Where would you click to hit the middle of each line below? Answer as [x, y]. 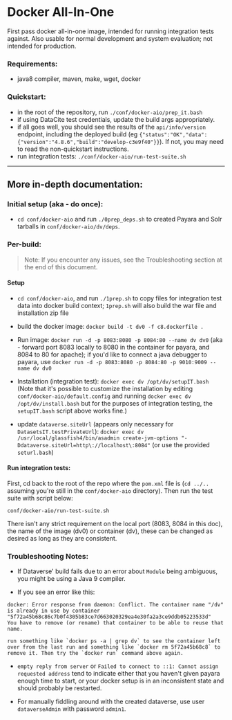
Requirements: [32, 64]
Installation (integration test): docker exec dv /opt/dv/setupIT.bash [113, 381]
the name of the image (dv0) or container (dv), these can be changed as [110, 531]
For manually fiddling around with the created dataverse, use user [111, 702]
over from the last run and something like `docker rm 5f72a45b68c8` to [114, 647]
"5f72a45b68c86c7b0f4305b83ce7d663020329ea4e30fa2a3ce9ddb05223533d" [109, 617]
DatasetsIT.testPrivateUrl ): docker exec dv [80, 431]
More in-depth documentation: [75, 184]
